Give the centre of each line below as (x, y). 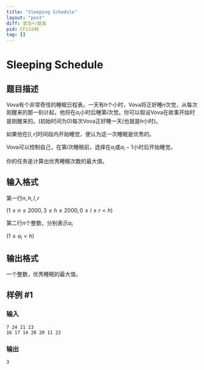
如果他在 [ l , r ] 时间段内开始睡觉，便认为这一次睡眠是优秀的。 (81, 134)
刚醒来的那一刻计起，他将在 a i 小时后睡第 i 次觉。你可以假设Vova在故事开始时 (101, 113)
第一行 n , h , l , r (23, 198)
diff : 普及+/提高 (26, 23)
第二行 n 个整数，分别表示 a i (40, 223)
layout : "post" (26, 18)
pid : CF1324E (23, 29)
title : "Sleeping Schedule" (42, 12)
